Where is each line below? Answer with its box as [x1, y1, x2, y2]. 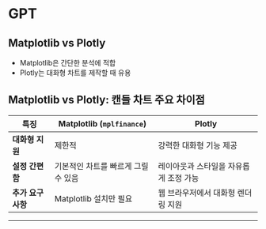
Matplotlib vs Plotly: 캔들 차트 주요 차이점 [8, 93, 206, 107]
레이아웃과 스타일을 [158, 160, 226, 171]
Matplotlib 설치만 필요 [54, 193, 133, 204]
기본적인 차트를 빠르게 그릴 [54, 160, 149, 171]
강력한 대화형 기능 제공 [158, 140, 237, 151]
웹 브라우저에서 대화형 [158, 187, 236, 198]
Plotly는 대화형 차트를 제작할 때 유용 [19, 68, 131, 77]
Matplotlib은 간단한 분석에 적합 [19, 58, 116, 67]
